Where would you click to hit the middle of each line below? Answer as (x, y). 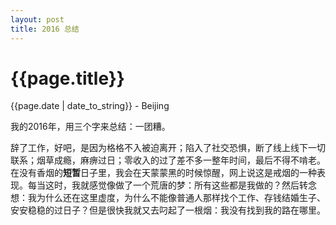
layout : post (37, 19)
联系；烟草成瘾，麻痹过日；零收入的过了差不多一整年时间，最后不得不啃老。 (168, 160)
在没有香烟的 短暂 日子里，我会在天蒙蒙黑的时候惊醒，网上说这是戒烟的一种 (163, 173)
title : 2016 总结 (45, 29)
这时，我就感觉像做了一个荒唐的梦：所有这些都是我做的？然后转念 (180, 185)
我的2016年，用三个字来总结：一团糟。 (90, 127)
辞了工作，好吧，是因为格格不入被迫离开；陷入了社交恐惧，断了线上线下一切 (168, 148)
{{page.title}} (67, 78)
